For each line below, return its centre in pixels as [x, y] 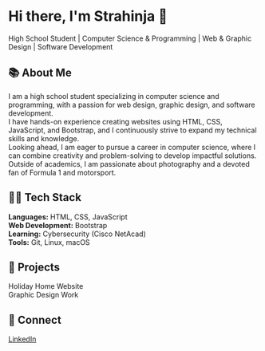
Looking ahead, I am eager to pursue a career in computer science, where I [132, 147]
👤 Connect [35, 319]
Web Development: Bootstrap [58, 225]
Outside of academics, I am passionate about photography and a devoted [129, 164]
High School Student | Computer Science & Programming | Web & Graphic [130, 38]
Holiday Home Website [46, 286]
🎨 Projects [34, 267]
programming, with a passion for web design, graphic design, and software [132, 105]
